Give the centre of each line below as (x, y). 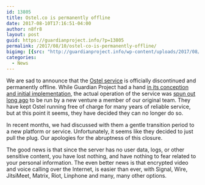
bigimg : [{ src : (26, 52)
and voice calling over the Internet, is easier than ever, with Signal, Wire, (97, 169)
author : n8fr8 (24, 29)
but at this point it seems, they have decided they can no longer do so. (95, 113)
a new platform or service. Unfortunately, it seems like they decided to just (100, 131)
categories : (21, 57)
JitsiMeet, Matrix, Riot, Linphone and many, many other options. (86, 175)
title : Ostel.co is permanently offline (59, 18)
